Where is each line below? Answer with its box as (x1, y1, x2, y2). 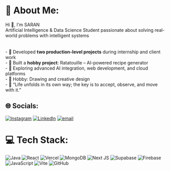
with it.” (5, 87, 22, 93)
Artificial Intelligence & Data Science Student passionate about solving (5, 27, 154, 33)
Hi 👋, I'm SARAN (5, 22, 40, 28)
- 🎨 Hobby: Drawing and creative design (5, 76, 90, 82)
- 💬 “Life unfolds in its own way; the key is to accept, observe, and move (5, 81, 158, 88)
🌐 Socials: (5, 102, 39, 111)
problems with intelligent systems (18, 32, 90, 38)
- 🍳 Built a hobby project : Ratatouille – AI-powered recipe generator (5, 59, 148, 66)
